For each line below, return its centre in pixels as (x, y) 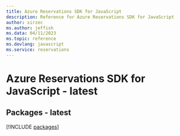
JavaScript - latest (52, 91)
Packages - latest (39, 113)
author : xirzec (25, 22)
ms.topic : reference (31, 39)
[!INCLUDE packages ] (33, 127)
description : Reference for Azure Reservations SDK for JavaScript (90, 17)
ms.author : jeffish (30, 28)
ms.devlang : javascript (35, 45)
